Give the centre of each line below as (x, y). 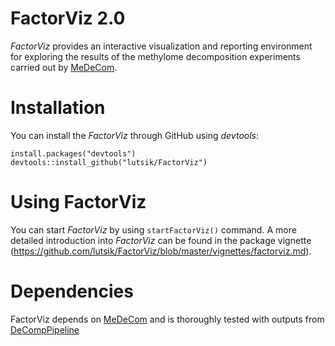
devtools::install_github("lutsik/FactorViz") (109, 162)
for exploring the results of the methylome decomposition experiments (155, 56)
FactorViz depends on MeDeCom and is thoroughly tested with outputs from (167, 319)
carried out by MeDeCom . (64, 67)
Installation (58, 108)
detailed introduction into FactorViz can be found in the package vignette (161, 240)
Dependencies (72, 291)
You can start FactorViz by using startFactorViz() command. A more (153, 229)
